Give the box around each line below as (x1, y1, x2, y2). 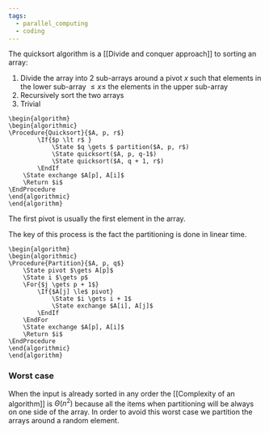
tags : (8, 11, 27, 20)
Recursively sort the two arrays (19, 91, 124, 100)
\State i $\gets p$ (23, 274, 89, 282)
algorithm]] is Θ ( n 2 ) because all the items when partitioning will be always (8, 397, 254, 409)
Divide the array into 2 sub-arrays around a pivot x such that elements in (19, 74, 262, 83)
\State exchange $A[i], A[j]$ (51, 302, 153, 310)
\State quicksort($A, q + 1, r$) (51, 157, 164, 166)
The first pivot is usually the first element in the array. (8, 214, 186, 223)
